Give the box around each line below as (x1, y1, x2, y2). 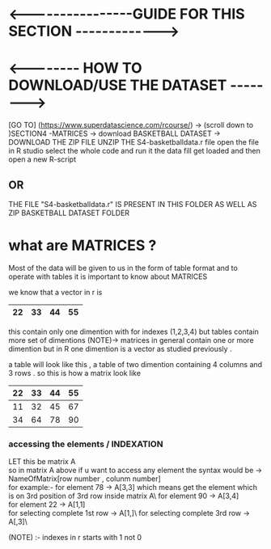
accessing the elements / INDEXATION (8, 438, 163, 450)
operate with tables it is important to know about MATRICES (8, 272, 208, 281)
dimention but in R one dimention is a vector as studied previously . (8, 344, 232, 353)
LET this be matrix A (8, 457, 76, 467)
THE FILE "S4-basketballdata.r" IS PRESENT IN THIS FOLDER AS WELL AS (8, 199, 257, 209)
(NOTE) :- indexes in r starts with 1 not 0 (8, 533, 142, 543)
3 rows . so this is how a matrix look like (8, 368, 142, 378)
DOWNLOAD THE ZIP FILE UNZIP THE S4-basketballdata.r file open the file (8, 137, 259, 147)
